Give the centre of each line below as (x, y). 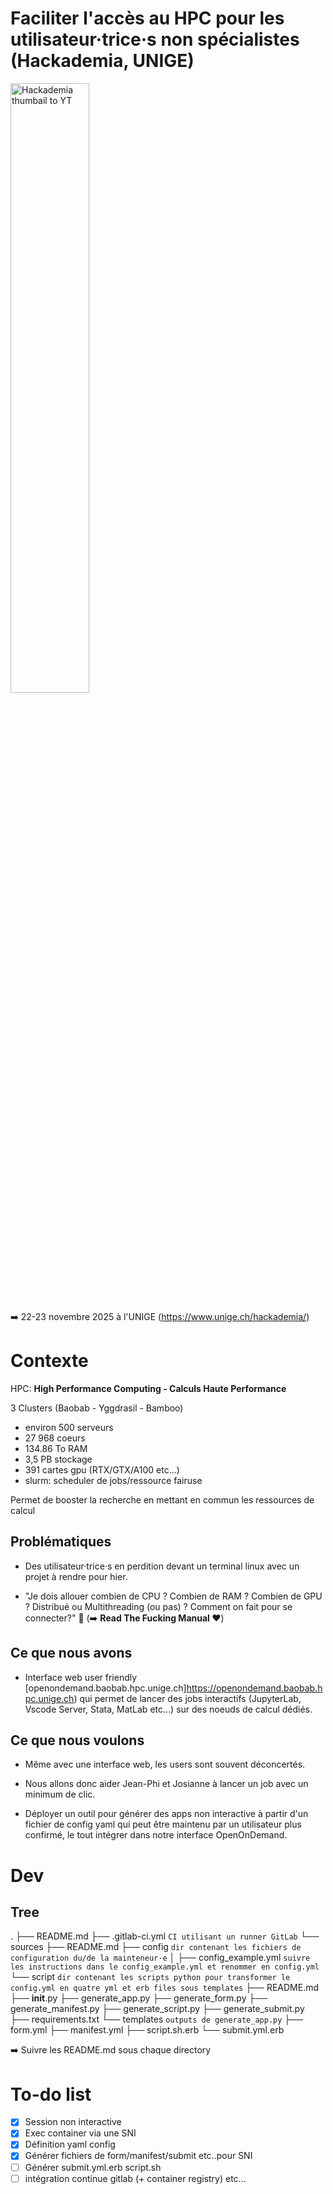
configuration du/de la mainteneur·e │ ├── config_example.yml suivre (160, 1958)
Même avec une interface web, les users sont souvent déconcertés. (165, 1764)
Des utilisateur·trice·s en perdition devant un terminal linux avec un (162, 1566)
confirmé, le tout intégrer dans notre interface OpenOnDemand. (156, 1835)
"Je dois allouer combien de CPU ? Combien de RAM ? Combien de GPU (173, 1596)
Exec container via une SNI (80, 2133)
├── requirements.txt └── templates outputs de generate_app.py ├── (157, 2019)
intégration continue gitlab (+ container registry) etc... (135, 2178)
